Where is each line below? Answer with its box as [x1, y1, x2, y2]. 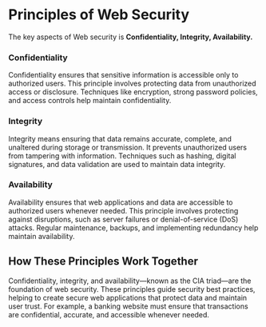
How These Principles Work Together [8, 254, 198, 269]
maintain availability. [8, 231, 75, 241]
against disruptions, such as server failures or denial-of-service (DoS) [8, 214, 239, 224]
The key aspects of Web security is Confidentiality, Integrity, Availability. [8, 32, 253, 42]
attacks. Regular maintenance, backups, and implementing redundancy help [8, 222, 259, 233]
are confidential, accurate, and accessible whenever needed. [8, 309, 210, 319]
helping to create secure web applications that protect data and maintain [8, 293, 248, 302]
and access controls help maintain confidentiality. [8, 96, 172, 106]
